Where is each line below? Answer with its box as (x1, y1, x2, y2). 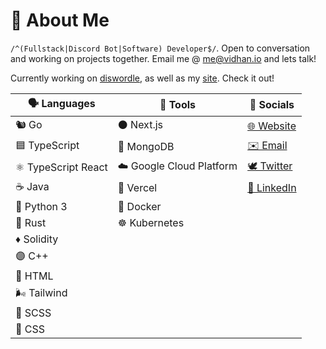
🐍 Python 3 (15, 199, 68, 213)
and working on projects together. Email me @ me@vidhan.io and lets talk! (10, 52, 317, 64)
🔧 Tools (159, 98, 197, 112)
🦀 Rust (15, 215, 47, 229)
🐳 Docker (117, 199, 162, 213)
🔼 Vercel (117, 181, 158, 195)
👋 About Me (10, 9, 110, 32)
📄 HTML (15, 269, 54, 283)
